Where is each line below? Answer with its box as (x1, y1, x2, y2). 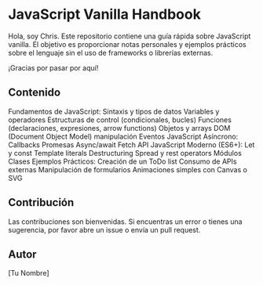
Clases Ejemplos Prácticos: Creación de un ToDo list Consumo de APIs (8, 157, 237, 166)
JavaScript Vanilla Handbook (8, 5, 202, 23)
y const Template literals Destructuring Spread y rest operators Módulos (8, 148, 242, 157)
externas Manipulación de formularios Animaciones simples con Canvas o (8, 164, 247, 174)
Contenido (8, 86, 61, 99)
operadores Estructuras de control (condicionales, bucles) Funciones (8, 115, 232, 124)
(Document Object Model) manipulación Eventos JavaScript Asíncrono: (8, 132, 239, 141)
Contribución (8, 196, 75, 209)
